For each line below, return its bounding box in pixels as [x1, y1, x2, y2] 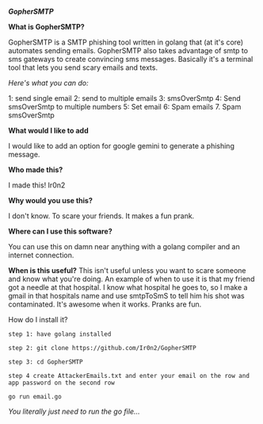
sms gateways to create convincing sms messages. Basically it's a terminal [8, 55, 253, 64]
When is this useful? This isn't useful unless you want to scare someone [8, 266, 247, 275]
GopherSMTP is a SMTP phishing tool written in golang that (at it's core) [8, 37, 244, 47]
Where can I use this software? [8, 226, 112, 236]
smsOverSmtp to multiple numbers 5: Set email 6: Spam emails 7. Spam [8, 102, 242, 111]
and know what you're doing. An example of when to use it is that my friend [8, 274, 255, 283]
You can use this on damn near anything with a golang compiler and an [8, 242, 240, 251]
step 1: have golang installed [8, 330, 112, 338]
